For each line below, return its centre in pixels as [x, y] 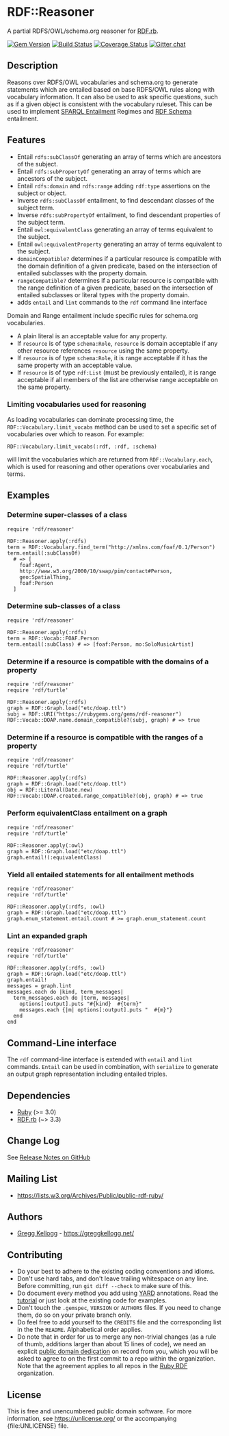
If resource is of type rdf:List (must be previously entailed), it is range [117, 372]
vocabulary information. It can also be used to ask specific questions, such [113, 97]
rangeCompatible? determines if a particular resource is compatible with [118, 280]
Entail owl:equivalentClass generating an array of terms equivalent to [115, 229]
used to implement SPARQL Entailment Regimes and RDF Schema [99, 111]
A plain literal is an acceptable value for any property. [92, 336]
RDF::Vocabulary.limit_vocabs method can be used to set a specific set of [112, 427]
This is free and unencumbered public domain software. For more [99, 1411]
